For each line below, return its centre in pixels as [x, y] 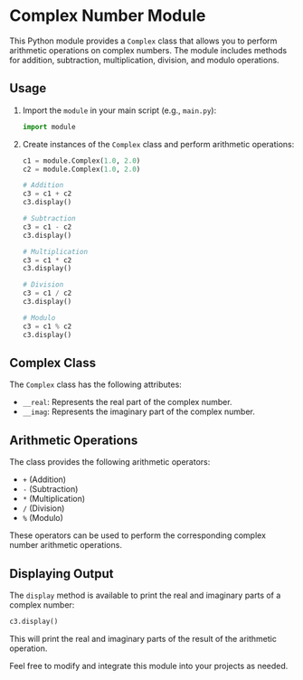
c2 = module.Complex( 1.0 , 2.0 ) [81, 169]
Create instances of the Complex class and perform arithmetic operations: [158, 144]
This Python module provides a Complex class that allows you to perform [143, 41]
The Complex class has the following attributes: [96, 384]
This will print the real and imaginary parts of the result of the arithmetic [143, 638]
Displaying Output [62, 574]
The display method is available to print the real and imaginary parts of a [145, 595]
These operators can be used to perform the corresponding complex [138, 535]
